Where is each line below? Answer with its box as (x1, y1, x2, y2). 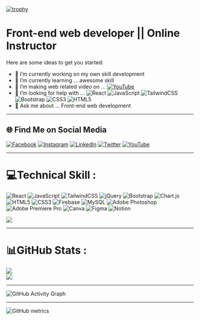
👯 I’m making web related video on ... (14, 83, 106, 90)
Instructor (6, 39, 57, 53)
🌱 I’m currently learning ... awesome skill (14, 76, 114, 83)
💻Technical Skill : (6, 168, 96, 182)
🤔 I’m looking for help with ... (14, 89, 85, 97)
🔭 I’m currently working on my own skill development (14, 70, 145, 77)
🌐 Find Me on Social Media (6, 125, 107, 135)
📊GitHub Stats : (6, 243, 87, 257)
